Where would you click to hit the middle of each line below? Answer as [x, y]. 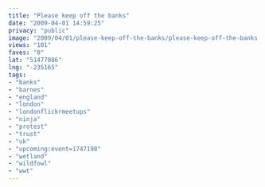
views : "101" [30, 45]
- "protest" [28, 127]
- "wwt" [21, 171]
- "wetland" [28, 156]
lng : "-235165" [33, 68]
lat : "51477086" [35, 60]
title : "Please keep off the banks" [69, 16]
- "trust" [25, 134]
